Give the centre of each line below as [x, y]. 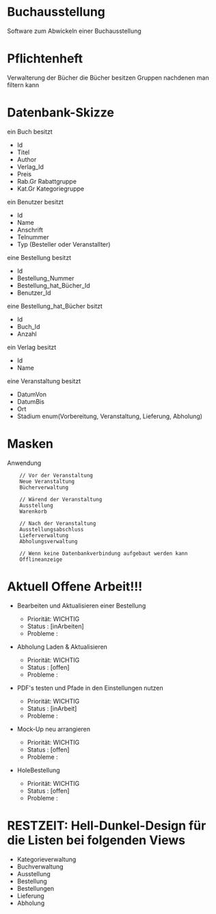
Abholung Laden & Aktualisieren [62, 647]
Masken [30, 444]
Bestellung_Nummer [45, 278]
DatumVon [31, 394]
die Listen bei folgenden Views [96, 840]
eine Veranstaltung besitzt [44, 381]
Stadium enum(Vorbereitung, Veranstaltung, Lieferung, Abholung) [110, 416]
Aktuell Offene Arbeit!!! [75, 586]
